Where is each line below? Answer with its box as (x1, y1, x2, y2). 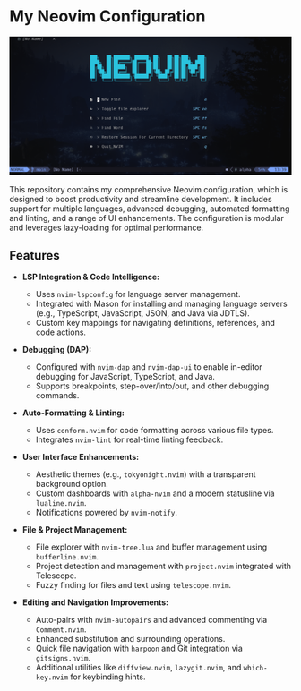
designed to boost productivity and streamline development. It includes (9, 193, 272, 204)
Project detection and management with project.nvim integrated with (35, 561, 292, 572)
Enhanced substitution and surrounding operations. (35, 634, 226, 644)
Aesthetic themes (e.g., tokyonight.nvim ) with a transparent (35, 469, 257, 480)
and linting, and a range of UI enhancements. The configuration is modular (9, 212, 285, 223)
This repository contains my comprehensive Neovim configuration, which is (9, 183, 288, 194)
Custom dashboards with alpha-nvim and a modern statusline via (35, 488, 275, 499)
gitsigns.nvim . (35, 653, 91, 663)
